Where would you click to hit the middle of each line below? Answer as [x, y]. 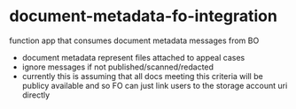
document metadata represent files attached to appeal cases [133, 57]
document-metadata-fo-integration [143, 16]
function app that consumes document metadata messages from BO [134, 40]
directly [36, 95]
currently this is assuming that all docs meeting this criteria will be [142, 76]
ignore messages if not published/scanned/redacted [118, 67]
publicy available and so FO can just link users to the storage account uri [155, 85]
